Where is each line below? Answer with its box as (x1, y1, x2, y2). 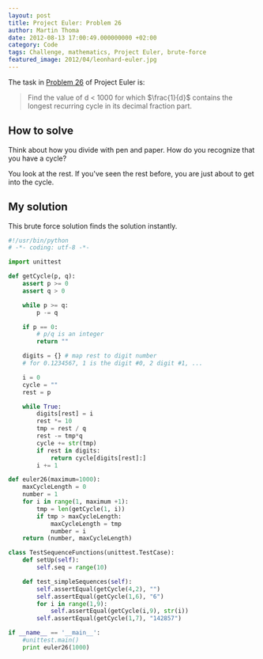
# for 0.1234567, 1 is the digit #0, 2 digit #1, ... (22, 359, 203, 367)
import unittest (8, 258, 62, 266)
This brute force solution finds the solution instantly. (8, 221, 178, 230)
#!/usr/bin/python (8, 237, 69, 244)
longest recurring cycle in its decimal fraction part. (27, 100, 192, 111)
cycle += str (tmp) (36, 439, 97, 447)
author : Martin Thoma (8, 26, 80, 34)
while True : (22, 403, 62, 411)
